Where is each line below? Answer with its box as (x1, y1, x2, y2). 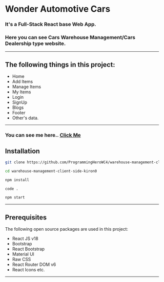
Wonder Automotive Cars (5, 3, 111, 15)
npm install (5, 177, 29, 182)
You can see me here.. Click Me (5, 132, 81, 139)
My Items (12, 89, 31, 95)
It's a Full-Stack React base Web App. (5, 21, 97, 28)
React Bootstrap (12, 246, 45, 252)
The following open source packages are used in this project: (5, 226, 128, 232)
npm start (5, 195, 25, 200)
